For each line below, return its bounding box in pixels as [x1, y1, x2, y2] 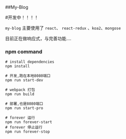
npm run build [5, 92, 35, 97]
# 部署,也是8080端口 [5, 101, 43, 106]
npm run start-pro [5, 106, 43, 111]
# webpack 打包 [5, 87, 35, 92]
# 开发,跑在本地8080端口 [5, 73, 51, 78]
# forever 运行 [5, 115, 35, 121]
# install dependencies [5, 60, 55, 65]
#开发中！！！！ [5, 14, 39, 20]
